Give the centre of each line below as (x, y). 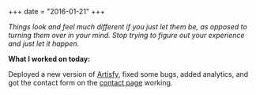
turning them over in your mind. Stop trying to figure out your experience (126, 35)
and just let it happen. (44, 44)
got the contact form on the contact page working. (90, 83)
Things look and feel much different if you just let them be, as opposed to (128, 27)
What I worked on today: (49, 59)
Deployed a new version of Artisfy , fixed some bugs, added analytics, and (128, 74)
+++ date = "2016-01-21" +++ (56, 11)
